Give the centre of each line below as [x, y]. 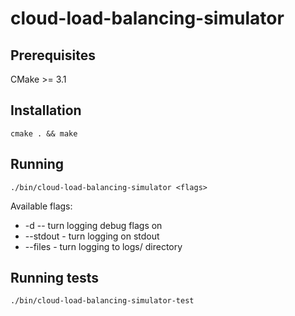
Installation [46, 110]
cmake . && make [44, 133]
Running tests [55, 278]
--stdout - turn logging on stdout [92, 236]
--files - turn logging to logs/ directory [103, 246]
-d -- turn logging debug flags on [93, 225]
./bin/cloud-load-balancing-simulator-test [102, 301]
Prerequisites [53, 55]
